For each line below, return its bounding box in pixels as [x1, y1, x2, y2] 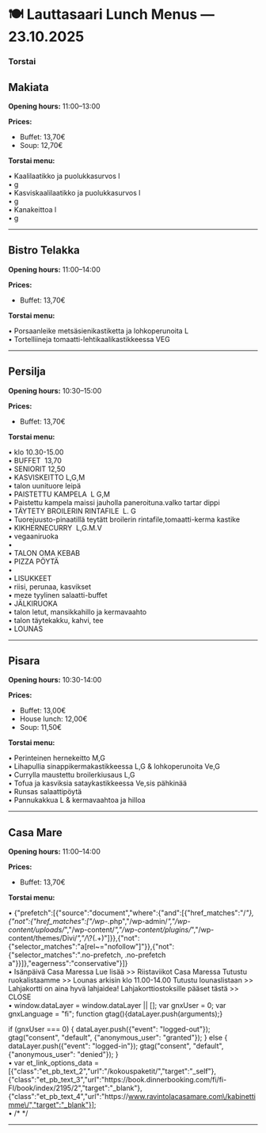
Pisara [8, 654, 40, 667]
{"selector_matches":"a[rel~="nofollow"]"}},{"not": [8, 942, 175, 952]
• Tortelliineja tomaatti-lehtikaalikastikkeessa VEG [8, 334, 170, 344]
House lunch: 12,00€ [19, 714, 88, 724]
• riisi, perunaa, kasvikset [8, 582, 92, 591]
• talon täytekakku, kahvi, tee [8, 615, 104, 625]
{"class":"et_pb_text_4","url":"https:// [8, 1092, 129, 1101]
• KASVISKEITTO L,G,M [8, 472, 85, 482]
